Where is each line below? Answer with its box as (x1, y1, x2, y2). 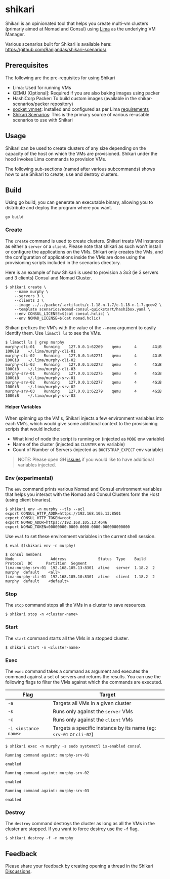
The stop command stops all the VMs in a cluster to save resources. (5, 602, 147, 608)
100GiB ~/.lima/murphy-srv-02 (5, 384, 76, 389)
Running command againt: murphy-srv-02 (5, 771, 90, 776)
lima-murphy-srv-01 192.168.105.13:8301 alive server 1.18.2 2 (5, 566, 155, 571)
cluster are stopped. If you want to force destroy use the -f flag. (5, 826, 139, 832)
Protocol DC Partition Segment (5, 561, 87, 566)
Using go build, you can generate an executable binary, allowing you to (5, 199, 153, 205)
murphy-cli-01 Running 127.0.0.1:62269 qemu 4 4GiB (5, 344, 162, 349)
